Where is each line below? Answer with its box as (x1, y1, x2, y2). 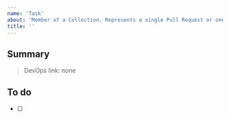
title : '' (7, 23, 36, 29)
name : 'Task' (7, 10, 44, 17)
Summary (7, 48, 50, 60)
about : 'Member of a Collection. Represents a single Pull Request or (7, 16, 213, 23)
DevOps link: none (23, 67, 77, 75)
